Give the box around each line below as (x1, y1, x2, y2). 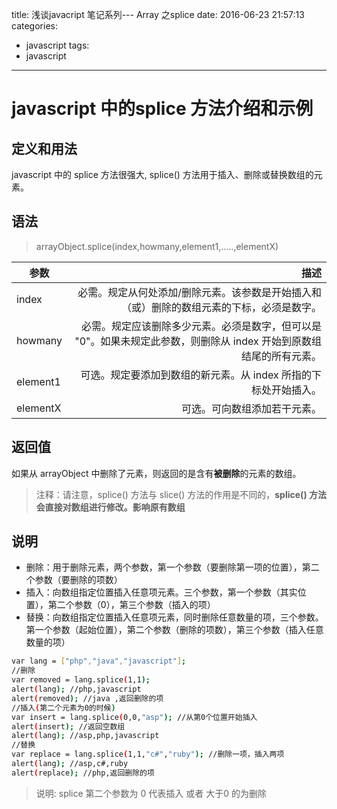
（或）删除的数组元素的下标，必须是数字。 (120, 300, 322, 314)
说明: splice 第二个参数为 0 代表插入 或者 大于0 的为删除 (35, 787, 267, 799)
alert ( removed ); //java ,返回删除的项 (11, 693, 164, 703)
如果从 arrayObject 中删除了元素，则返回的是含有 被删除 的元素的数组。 (11, 467, 302, 479)
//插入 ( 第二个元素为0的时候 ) (11, 703, 116, 713)
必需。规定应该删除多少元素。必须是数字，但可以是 (80, 319, 322, 333)
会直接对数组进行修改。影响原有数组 (35, 501, 186, 513)
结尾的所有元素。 (240, 349, 322, 363)
